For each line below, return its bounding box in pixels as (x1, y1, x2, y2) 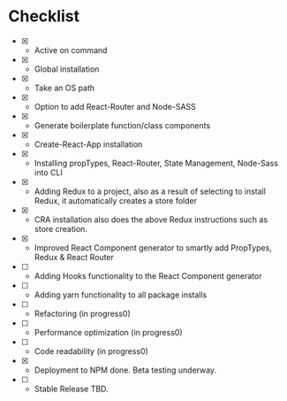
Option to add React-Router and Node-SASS (34, 101, 196, 112)
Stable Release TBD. (34, 383, 109, 394)
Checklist (8, 6, 80, 27)
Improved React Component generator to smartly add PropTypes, (34, 242, 273, 253)
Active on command (34, 44, 108, 55)
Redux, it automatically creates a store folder (34, 195, 198, 205)
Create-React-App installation (34, 139, 143, 150)
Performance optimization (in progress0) (34, 327, 183, 337)
